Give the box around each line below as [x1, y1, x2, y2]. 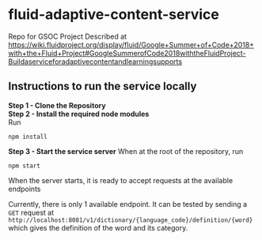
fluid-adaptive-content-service [8, 6, 220, 24]
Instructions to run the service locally [8, 80, 197, 93]
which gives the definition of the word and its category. [8, 223, 188, 232]
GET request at [8, 208, 54, 217]
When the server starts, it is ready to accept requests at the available [8, 175, 234, 185]
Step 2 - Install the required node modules [8, 109, 150, 118]
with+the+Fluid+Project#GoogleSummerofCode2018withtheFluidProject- [8, 48, 247, 58]
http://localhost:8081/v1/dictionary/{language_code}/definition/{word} [8, 216, 253, 224]
